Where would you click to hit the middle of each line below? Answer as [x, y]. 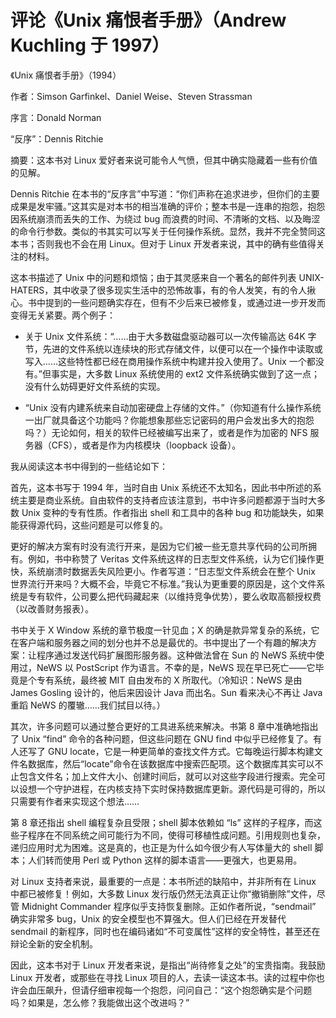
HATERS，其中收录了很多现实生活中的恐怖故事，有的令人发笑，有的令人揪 [163, 290]
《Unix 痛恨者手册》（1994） [66, 75]
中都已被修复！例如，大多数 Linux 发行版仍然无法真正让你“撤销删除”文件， [163, 893]
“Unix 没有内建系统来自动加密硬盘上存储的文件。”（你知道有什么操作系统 [173, 407]
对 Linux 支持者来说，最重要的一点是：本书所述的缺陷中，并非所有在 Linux [163, 881]
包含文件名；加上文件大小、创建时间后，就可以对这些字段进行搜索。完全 [167, 776]
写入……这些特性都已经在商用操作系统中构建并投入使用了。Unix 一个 [165, 361]
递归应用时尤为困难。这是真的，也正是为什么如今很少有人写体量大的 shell [161, 847]
